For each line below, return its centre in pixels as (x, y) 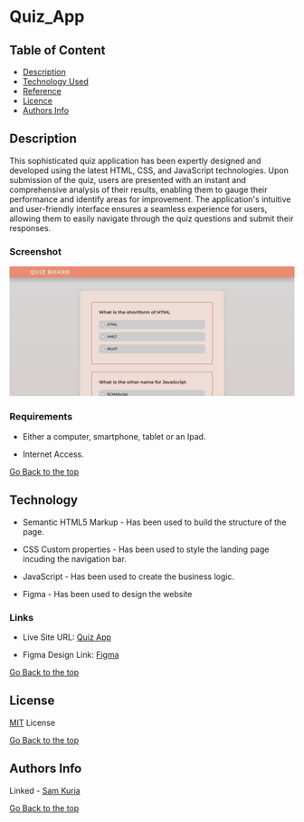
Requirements (41, 417)
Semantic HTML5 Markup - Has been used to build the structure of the (154, 522)
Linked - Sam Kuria (45, 790)
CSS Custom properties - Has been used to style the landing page (146, 549)
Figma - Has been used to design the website (107, 594)
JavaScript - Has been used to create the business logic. (128, 576)
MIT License (33, 722)
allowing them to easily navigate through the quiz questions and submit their (152, 218)
